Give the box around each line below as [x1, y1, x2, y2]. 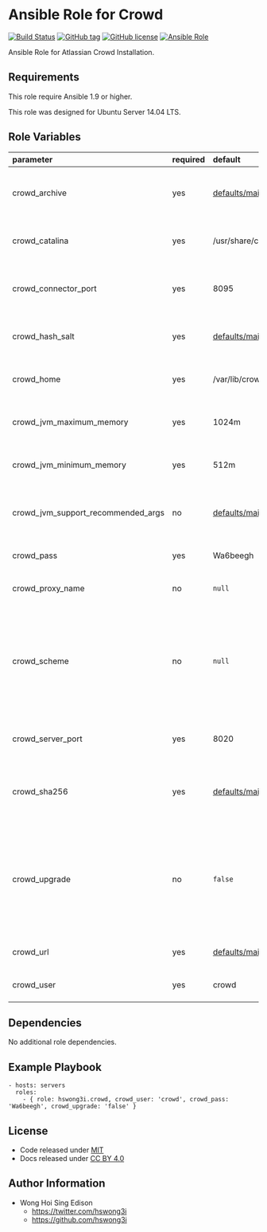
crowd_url [12, 946, 49, 957]
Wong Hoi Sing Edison [19, 1198, 93, 1207]
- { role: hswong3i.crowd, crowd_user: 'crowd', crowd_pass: [22, 1096, 229, 1104]
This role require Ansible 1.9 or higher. [8, 92, 133, 101]
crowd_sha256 [12, 786, 69, 797]
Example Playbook [8, 1060, 102, 1073]
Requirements [8, 70, 79, 84]
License [8, 1124, 48, 1137]
